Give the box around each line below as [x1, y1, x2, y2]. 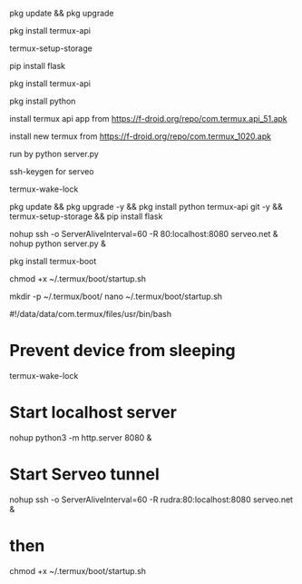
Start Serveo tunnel [9, 464, 161, 485]
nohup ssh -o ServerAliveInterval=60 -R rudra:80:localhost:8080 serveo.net [9, 494, 293, 505]
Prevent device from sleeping [9, 341, 236, 361]
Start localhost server [9, 402, 177, 423]
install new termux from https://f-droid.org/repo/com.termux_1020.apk [9, 131, 272, 142]
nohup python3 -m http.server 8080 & [9, 431, 152, 443]
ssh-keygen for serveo [9, 166, 94, 176]
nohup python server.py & [9, 238, 106, 249]
